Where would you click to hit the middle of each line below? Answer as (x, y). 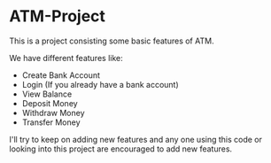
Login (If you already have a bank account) (100, 84)
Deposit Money (50, 103)
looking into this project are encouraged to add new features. (121, 149)
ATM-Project (58, 16)
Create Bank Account (61, 75)
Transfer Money (51, 122)
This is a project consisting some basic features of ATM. (112, 41)
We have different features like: (66, 58)
